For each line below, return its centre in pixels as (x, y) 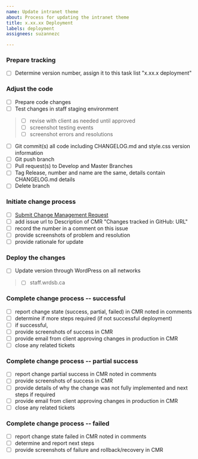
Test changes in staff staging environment (66, 109)
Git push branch (35, 160)
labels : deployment (30, 28)
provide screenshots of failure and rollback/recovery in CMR (89, 450)
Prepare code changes (43, 102)
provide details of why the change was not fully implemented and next (101, 388)
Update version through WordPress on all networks (78, 271)
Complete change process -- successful (66, 298)
